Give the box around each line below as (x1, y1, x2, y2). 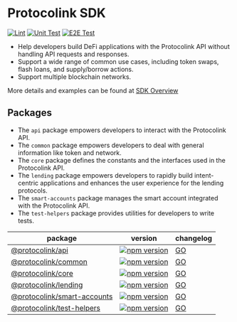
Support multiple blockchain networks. (17, 73, 132, 81)
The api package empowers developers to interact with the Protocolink (17, 126, 226, 134)
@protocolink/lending (11, 279, 83, 289)
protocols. (17, 186, 48, 195)
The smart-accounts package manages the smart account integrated (17, 193, 218, 202)
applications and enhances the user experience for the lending (40, 178, 224, 187)
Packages (7, 107, 52, 119)
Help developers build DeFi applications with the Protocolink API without (17, 42, 230, 50)
